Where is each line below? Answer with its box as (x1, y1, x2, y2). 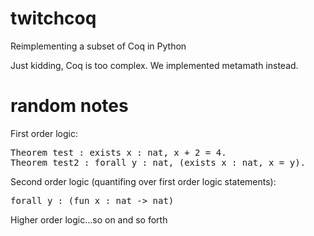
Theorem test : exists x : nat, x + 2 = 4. (10, 147, 227, 158)
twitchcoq (10, 7, 97, 30)
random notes (10, 95, 129, 117)
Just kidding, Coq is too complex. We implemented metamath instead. (10, 59, 299, 71)
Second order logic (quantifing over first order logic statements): (10, 175, 277, 187)
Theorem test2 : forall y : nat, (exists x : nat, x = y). (10, 157, 307, 168)
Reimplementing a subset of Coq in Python (10, 40, 187, 52)
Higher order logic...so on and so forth (10, 213, 168, 226)
